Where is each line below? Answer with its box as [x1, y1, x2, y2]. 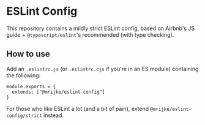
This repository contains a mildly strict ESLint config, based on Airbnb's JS [6, 25, 195, 32]
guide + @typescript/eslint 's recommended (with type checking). [6, 31, 174, 38]
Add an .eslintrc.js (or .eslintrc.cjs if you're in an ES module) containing [6, 65, 199, 72]
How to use [6, 49, 50, 59]
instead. [43, 112, 64, 119]
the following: [6, 72, 41, 79]
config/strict [6, 112, 43, 119]
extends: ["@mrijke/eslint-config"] [12, 89, 105, 95]
